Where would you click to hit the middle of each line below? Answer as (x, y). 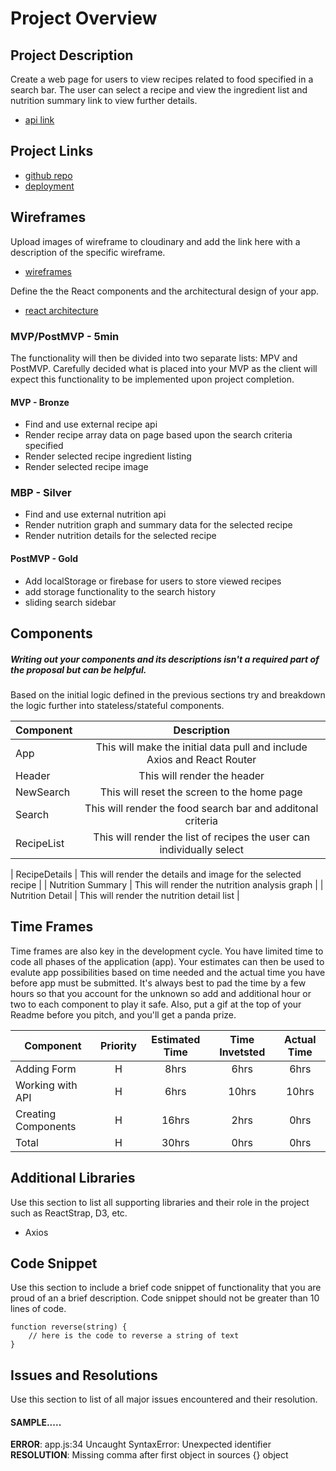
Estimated (176, 1039)
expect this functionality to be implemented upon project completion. (152, 379)
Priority (118, 1045)
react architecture (61, 310)
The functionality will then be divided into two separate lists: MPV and (154, 358)
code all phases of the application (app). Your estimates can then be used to (167, 961)
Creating (36, 1114)
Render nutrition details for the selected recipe (120, 536)
